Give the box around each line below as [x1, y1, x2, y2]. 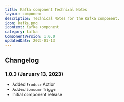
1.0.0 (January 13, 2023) [5, 71, 64, 77]
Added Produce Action [12, 81, 56, 87]
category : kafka [5, 29, 38, 34]
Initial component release [12, 92, 63, 98]
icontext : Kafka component [5, 25, 59, 30]
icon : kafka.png [5, 20, 38, 25]
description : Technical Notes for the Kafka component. [5, 16, 120, 21]
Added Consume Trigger [12, 87, 57, 92]
